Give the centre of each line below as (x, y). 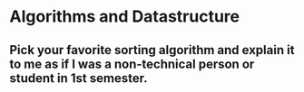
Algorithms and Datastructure (125, 17)
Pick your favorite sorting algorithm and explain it (152, 50)
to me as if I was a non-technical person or (132, 64)
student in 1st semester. (78, 78)
